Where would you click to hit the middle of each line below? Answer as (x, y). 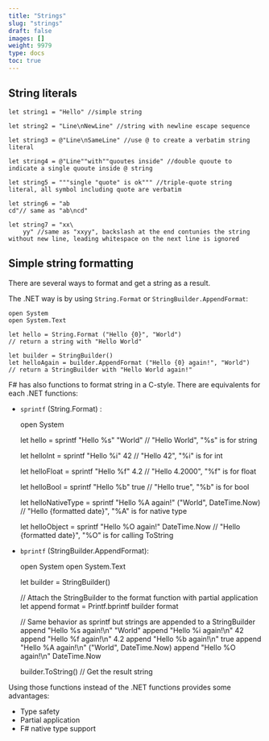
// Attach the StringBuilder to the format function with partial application (139, 598)
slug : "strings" (35, 23)
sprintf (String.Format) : (61, 408)
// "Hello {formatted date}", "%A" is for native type (103, 511)
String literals (43, 93)
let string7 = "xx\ (41, 225)
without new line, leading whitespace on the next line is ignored (124, 238)
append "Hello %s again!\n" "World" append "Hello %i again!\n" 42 (132, 630)
